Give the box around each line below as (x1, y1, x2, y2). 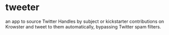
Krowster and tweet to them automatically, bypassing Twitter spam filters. (5, 23, 161, 29)
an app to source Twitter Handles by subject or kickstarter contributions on (5, 18, 164, 24)
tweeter (5, 2, 40, 13)
